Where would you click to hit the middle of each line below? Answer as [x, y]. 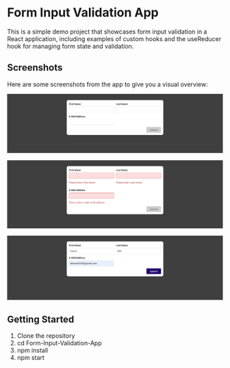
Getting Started [41, 319]
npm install [33, 350]
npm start [30, 357]
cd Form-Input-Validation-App [59, 343]
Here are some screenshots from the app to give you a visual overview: [108, 84]
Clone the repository [46, 335]
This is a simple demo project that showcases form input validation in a [107, 32]
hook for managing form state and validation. [71, 46]
